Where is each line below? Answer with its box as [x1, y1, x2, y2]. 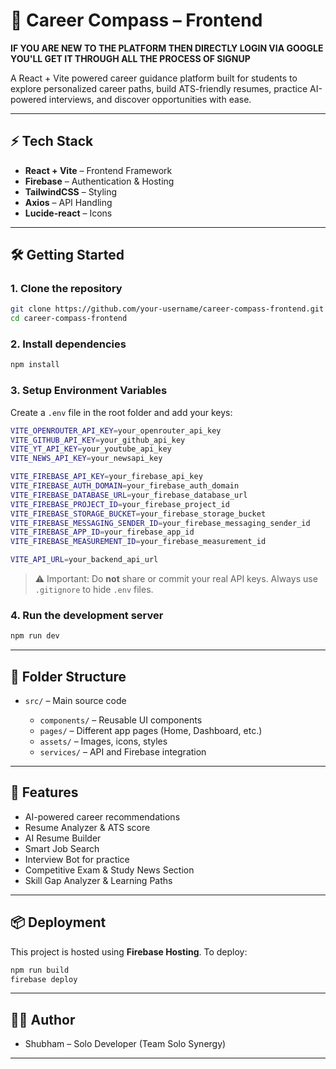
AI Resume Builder [24, 832, 102, 844]
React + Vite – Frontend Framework [24, 164, 173, 176]
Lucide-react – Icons [24, 207, 113, 219]
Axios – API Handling [24, 196, 113, 208]
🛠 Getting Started [10, 247, 125, 264]
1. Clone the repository [10, 282, 123, 296]
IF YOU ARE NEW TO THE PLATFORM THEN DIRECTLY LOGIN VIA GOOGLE [10, 42, 324, 54]
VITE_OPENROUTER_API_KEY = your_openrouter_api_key [10, 425, 222, 436]
